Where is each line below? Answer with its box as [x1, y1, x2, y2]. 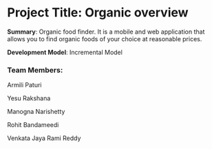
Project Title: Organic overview [7, 5, 189, 21]
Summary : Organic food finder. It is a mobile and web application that [7, 27, 205, 36]
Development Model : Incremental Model [7, 48, 123, 56]
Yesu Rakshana [7, 94, 51, 102]
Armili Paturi [7, 81, 42, 89]
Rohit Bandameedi [7, 121, 59, 129]
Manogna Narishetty [7, 108, 65, 116]
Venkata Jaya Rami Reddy [7, 134, 81, 142]
